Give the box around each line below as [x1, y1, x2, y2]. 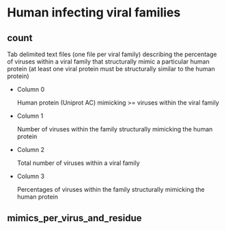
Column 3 [16, 172, 45, 180]
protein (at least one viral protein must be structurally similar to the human [7, 65, 215, 73]
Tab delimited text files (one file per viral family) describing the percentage [7, 50, 217, 58]
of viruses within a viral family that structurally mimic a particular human [7, 57, 210, 66]
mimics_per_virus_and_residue [7, 212, 142, 224]
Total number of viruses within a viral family [16, 159, 140, 167]
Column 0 [16, 86, 45, 93]
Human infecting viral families [7, 5, 181, 21]
